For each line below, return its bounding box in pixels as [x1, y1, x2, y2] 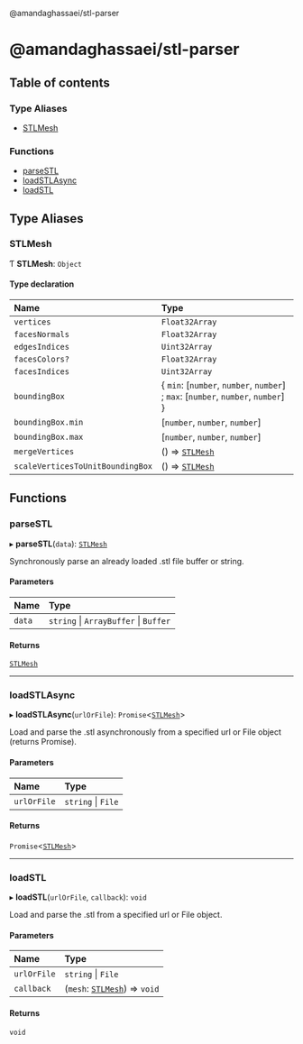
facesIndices [14, 367, 70, 377]
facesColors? [14, 354, 70, 364]
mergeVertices [14, 446, 75, 457]
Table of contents [9, 75, 110, 90]
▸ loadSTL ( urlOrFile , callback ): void [9, 892, 147, 902]
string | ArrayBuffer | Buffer [48, 614, 171, 627]
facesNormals [14, 329, 70, 340]
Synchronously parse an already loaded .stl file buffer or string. [9, 555, 245, 566]
